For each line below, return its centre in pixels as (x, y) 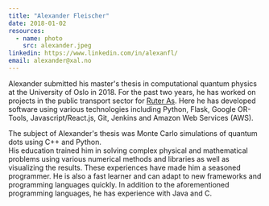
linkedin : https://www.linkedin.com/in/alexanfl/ (93, 53)
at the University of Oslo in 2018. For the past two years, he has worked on (132, 92)
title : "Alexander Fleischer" (59, 16)
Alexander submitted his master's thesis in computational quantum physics (133, 83)
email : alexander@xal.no (50, 61)
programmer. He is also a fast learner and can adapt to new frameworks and (135, 176)
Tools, (19, 117)
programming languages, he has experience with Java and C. (110, 193)
